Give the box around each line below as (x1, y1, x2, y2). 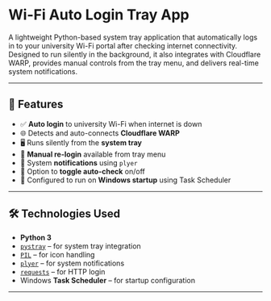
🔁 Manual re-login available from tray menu (19, 149, 166, 159)
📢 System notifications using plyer (19, 157, 138, 167)
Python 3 (19, 232, 52, 242)
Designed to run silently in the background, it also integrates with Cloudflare (8, 49, 261, 59)
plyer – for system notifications (19, 258, 125, 268)
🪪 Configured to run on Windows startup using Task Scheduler (19, 175, 231, 185)
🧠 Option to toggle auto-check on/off (19, 166, 145, 176)
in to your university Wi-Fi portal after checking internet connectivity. (8, 40, 238, 50)
